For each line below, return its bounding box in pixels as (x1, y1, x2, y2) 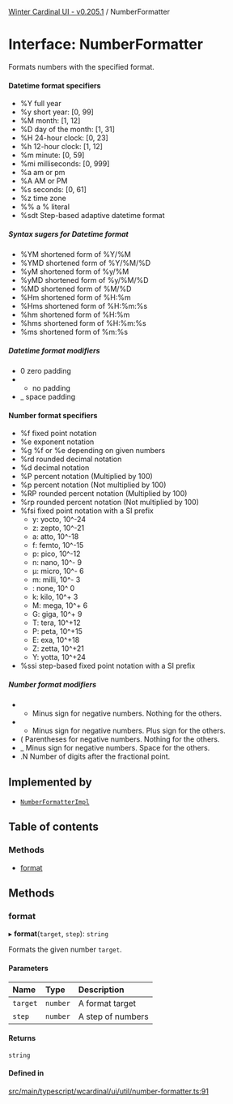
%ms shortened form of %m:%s (19, 327, 128, 337)
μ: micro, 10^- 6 (32, 567, 85, 576)
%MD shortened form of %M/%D (19, 284, 132, 294)
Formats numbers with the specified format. (8, 62, 155, 71)
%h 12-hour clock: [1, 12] (19, 142, 104, 152)
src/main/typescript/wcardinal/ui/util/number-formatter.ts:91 (8, 1086, 209, 1097)
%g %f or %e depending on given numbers (19, 446, 166, 456)
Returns (8, 1033, 36, 1043)
